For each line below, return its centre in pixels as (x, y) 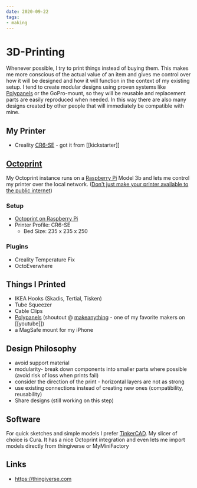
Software (23, 419)
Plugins (17, 247)
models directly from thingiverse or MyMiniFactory (68, 446)
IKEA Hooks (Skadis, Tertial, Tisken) (58, 299)
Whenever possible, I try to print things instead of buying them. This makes (97, 68)
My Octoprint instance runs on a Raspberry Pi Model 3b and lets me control (98, 177)
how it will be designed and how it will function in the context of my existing (98, 81)
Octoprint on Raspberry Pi (46, 219)
